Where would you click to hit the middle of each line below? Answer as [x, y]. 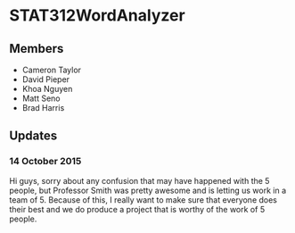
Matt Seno [41, 98]
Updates [33, 136]
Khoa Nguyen [47, 89]
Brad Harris [43, 108]
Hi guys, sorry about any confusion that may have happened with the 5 [139, 180]
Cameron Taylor [52, 70]
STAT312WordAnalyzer [97, 16]
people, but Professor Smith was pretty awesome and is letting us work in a [148, 190]
